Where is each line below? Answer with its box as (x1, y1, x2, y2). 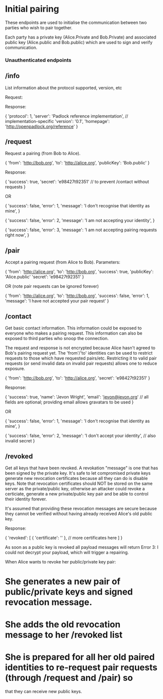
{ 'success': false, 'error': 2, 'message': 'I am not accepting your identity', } (5, 218, 155, 223)
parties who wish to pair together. (5, 24, 73, 30)
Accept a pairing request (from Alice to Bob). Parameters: (5, 260, 121, 265)
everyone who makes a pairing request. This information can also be (5, 330, 143, 336)
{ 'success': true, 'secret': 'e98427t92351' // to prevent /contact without (5, 179, 149, 185)
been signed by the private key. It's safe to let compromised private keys (5, 470, 151, 476)
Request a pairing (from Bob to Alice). (5, 150, 81, 157)
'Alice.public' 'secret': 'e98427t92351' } (5, 274, 84, 280)
